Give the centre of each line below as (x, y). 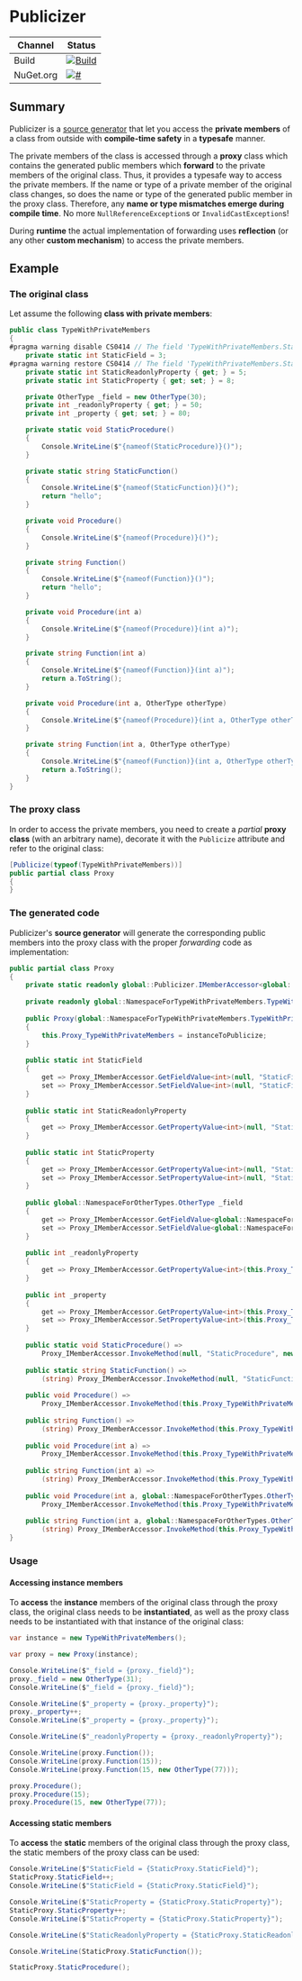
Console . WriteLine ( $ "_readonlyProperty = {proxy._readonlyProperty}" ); (146, 1737)
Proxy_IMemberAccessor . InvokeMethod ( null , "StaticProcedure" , (160, 1353)
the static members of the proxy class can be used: (104, 1852)
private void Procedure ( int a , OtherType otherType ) (126, 703)
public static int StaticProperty (90, 1152)
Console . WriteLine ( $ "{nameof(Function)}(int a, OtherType (152, 762)
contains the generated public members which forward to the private (138, 165)
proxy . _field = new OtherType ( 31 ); (76, 1679)
